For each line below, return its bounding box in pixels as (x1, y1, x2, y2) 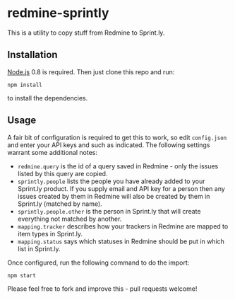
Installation (7, 49, 58, 61)
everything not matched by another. (17, 214, 122, 223)
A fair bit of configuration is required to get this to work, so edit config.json (7, 133, 227, 142)
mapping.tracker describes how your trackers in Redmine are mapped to (17, 221, 229, 231)
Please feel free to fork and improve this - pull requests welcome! (7, 284, 198, 293)
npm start (7, 272, 37, 279)
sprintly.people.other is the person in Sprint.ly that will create (17, 207, 201, 215)
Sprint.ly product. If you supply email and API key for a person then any (17, 184, 226, 192)
